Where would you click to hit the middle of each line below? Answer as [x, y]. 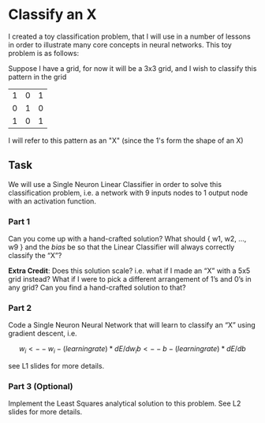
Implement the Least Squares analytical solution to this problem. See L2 [125, 403]
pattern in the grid [37, 77]
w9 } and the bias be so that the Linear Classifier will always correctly [121, 247]
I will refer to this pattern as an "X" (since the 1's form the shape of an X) [126, 140]
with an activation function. [52, 201]
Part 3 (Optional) [41, 387]
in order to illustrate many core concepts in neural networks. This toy [120, 44]
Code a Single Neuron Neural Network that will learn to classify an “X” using [132, 325]
